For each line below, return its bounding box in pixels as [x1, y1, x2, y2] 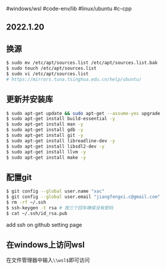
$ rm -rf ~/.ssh [6, 199, 46, 205]
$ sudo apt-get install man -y [6, 121, 84, 127]
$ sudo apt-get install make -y [6, 154, 86, 161]
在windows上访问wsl [6, 239, 85, 249]
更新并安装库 [6, 94, 53, 104]
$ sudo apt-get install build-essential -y [6, 116, 116, 122]
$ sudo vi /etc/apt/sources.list [6, 71, 89, 76]
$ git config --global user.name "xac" [6, 188, 105, 194]
